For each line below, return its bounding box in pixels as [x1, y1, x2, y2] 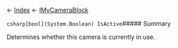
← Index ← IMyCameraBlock [6, 6, 89, 14]
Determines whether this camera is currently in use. [6, 33, 156, 41]
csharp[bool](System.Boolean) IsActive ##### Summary [6, 19, 172, 27]
